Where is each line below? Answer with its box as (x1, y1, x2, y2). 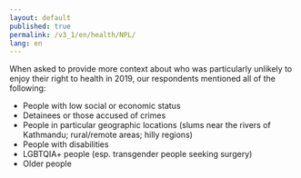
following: (9, 83, 46, 94)
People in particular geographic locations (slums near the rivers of (22, 120, 271, 131)
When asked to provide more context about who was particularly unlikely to (9, 64, 293, 74)
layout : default (9, 13, 71, 23)
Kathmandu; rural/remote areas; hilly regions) (22, 129, 194, 141)
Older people (22, 158, 73, 169)
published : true (9, 22, 71, 31)
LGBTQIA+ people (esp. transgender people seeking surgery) (22, 149, 253, 160)
